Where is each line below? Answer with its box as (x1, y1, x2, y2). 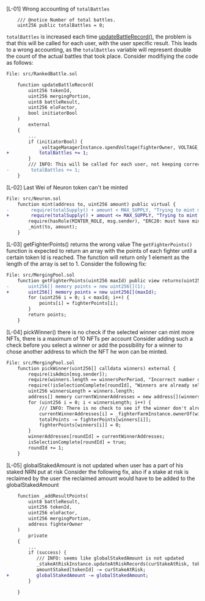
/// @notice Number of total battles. (17, 17, 116, 23)
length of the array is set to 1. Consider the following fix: (6, 260, 147, 268)
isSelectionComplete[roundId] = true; (28, 439, 127, 445)
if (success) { (28, 550, 67, 556)
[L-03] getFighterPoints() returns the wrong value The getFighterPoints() (6, 241, 193, 248)
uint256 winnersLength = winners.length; (28, 388, 135, 395)
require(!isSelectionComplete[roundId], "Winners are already (28, 382, 190, 388)
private (28, 533, 48, 539)
